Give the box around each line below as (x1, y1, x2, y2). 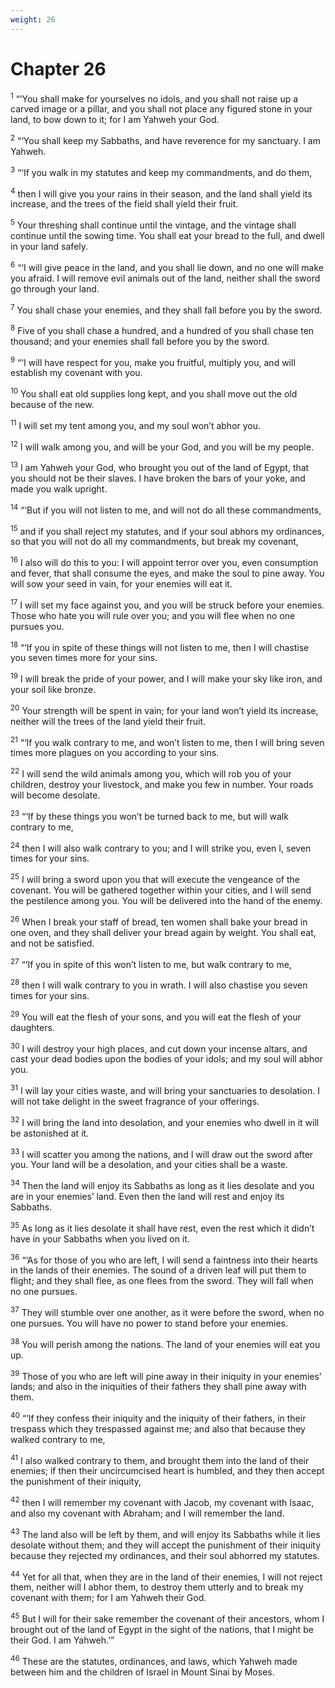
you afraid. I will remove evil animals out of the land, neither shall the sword (10, 272, 321, 284)
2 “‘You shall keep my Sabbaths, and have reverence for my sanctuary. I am (10, 133, 321, 146)
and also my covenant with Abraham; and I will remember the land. (10, 1507, 285, 1520)
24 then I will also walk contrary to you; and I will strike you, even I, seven (10, 840, 312, 854)
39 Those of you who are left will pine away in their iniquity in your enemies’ (10, 1368, 322, 1382)
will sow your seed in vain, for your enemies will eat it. (10, 578, 233, 590)
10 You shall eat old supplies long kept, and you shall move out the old (10, 386, 298, 400)
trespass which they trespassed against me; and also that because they (10, 1422, 306, 1435)
